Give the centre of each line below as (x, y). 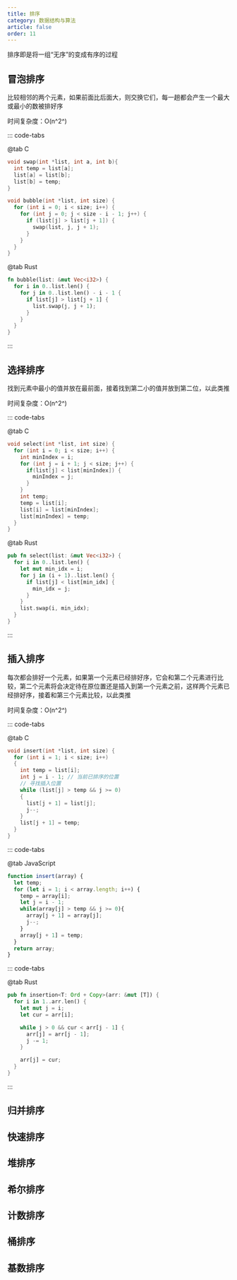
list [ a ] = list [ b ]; (42, 175)
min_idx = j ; (52, 588)
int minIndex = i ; (47, 457)
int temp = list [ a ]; (44, 168)
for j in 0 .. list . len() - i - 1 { (71, 293)
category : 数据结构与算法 (42, 20)
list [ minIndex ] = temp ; (55, 516)
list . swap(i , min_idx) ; (55, 608)
